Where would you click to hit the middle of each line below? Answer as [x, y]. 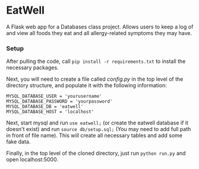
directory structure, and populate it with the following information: [87, 85]
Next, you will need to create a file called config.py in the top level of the [95, 79]
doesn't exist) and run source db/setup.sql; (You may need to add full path [99, 129]
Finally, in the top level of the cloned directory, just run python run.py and [96, 153]
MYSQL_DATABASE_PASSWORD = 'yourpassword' [59, 101]
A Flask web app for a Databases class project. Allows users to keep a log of [100, 27]
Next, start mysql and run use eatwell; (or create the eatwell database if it [97, 123]
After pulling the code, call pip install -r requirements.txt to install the [96, 61]
